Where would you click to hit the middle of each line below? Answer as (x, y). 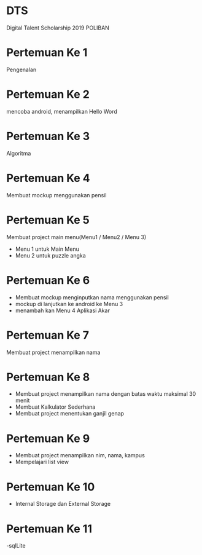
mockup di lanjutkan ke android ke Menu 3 (69, 304)
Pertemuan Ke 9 (48, 439)
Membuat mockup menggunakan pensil (56, 195)
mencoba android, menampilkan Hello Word (62, 111)
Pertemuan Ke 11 (49, 529)
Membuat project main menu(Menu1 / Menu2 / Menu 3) (76, 237)
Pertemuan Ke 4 (48, 178)
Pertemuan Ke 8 (48, 377)
